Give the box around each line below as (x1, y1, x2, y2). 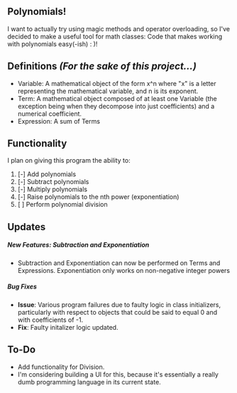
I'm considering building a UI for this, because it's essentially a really (17, 370, 219, 379)
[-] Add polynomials (17, 170, 77, 178)
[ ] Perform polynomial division (17, 200, 108, 209)
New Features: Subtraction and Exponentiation (7, 241, 150, 249)
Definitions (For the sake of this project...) (7, 60, 197, 72)
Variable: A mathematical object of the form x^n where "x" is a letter (17, 79, 216, 87)
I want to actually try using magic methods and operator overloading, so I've (7, 24, 231, 33)
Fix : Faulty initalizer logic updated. (17, 323, 118, 331)
